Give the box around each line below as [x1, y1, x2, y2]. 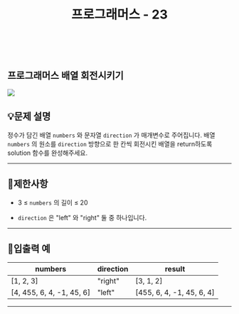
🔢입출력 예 [7, 243, 51, 255]
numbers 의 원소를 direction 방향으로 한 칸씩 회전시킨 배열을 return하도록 [7, 139, 213, 148]
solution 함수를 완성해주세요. [7, 148, 87, 157]
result [164, 264, 186, 274]
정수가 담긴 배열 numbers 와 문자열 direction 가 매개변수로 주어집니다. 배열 [7, 131, 216, 139]
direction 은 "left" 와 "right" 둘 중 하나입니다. [17, 213, 147, 222]
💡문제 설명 [7, 111, 51, 123]
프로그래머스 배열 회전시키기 [7, 69, 124, 82]
